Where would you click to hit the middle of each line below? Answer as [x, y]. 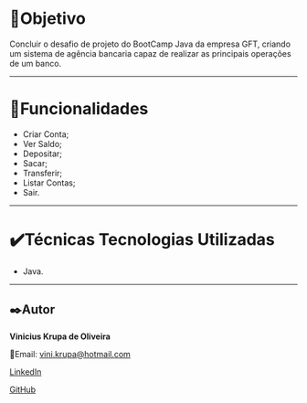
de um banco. [36, 63]
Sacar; [35, 163]
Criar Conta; [46, 134]
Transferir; [42, 173]
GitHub [23, 389]
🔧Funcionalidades [79, 109]
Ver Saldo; [42, 143]
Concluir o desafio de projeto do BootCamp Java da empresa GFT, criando [150, 44]
